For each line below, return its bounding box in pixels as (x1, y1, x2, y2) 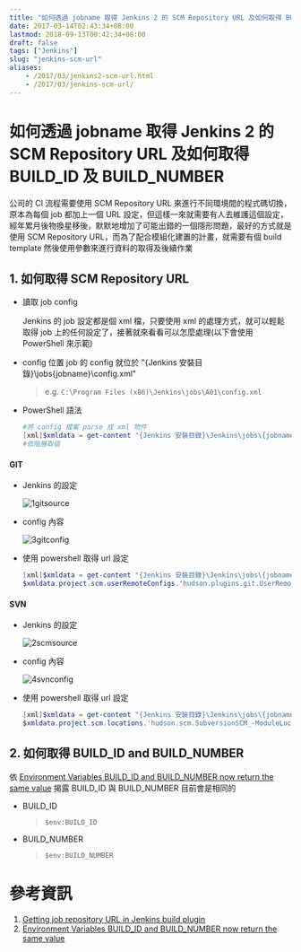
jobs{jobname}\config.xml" (36, 369, 137, 380)
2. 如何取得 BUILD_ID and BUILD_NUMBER (9, 746, 245, 761)
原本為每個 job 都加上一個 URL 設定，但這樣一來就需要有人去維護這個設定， (9, 208, 288, 220)
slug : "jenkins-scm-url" (9, 55, 102, 64)
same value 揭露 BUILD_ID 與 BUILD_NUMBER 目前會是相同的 (9, 782, 236, 793)
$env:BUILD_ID (44, 817, 98, 826)
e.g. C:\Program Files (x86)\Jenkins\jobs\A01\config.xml (44, 387, 262, 397)
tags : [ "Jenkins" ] (9, 47, 78, 56)
